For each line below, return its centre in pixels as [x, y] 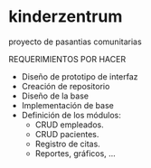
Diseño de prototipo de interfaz [80, 76]
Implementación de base [67, 105]
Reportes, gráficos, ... [75, 153]
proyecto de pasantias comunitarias [75, 42]
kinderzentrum [66, 17]
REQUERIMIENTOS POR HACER [67, 59]
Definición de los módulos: [71, 115]
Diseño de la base [55, 96]
